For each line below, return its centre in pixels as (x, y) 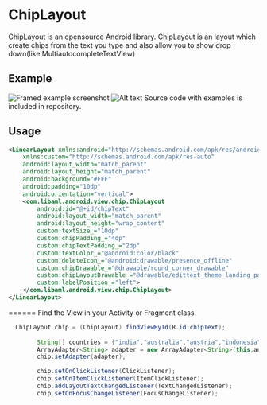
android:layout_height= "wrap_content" (101, 224)
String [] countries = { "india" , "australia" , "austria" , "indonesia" (149, 342)
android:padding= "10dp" (62, 186)
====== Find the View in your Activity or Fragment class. (103, 313)
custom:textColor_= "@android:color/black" (108, 253)
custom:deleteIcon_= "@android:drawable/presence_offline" (135, 260)
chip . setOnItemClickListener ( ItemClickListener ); (120, 379)
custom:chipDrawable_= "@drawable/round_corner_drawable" (133, 268)
